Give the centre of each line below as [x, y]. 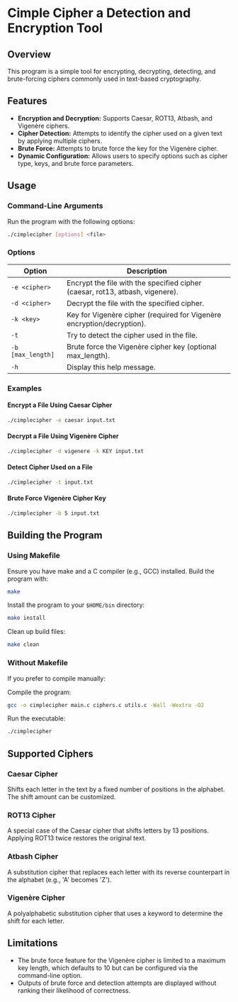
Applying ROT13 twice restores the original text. [77, 838]
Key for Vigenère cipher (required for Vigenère [144, 315]
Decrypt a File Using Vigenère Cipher [63, 436]
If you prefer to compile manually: [57, 678]
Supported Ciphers [50, 753]
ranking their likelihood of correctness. [74, 990]
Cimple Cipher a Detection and [99, 13]
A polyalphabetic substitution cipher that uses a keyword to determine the [115, 913]
